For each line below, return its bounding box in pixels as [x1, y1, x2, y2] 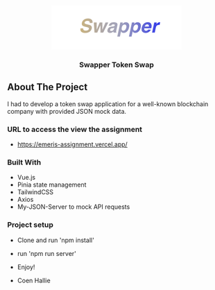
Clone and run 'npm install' [17, 236, 95, 244]
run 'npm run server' [17, 249, 76, 257]
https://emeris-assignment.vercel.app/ [17, 140, 128, 148]
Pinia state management [17, 180, 87, 189]
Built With [7, 157, 42, 167]
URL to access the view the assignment [7, 124, 143, 134]
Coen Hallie [17, 276, 51, 284]
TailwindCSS [17, 188, 54, 196]
